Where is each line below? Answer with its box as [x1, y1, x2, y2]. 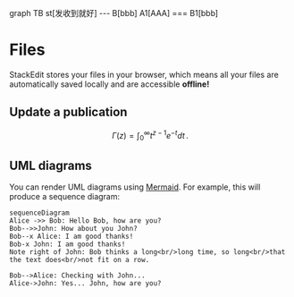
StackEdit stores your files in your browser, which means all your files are [9, 69, 279, 80]
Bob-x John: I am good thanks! [9, 240, 126, 249]
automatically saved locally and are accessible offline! [9, 79, 210, 89]
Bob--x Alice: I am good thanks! [9, 232, 134, 242]
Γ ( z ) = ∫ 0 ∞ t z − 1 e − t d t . [111, 128, 189, 143]
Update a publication [9, 105, 128, 120]
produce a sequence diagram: [9, 191, 121, 202]
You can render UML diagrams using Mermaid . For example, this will [9, 182, 261, 192]
